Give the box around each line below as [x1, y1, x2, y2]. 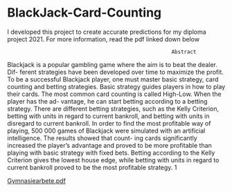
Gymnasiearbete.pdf [7, 176, 66, 184]
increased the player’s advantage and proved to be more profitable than [7, 141, 213, 149]
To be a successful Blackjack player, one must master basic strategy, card [7, 75, 219, 84]
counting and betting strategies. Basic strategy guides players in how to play [7, 82, 226, 90]
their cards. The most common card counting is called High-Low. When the [7, 90, 222, 98]
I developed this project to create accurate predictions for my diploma [7, 28, 206, 36]
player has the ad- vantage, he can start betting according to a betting [7, 97, 208, 105]
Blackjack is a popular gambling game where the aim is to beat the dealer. [7, 60, 218, 68]
